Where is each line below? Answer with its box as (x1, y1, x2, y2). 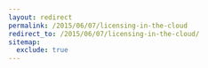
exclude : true (16, 46, 68, 55)
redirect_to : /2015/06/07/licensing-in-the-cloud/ (8, 29, 200, 38)
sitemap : (8, 37, 41, 47)
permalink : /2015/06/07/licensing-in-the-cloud (8, 21, 188, 30)
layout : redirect (8, 12, 73, 22)
